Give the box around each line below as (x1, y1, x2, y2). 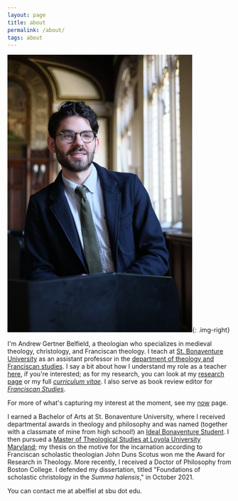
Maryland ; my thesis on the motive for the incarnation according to (7, 443, 203, 451)
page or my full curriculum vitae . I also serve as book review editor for (7, 377, 213, 386)
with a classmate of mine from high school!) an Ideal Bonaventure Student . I (7, 428, 229, 436)
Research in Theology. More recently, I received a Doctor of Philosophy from (7, 458, 232, 466)
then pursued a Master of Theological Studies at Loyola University (7, 435, 201, 444)
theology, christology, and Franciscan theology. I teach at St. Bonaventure (7, 347, 224, 356)
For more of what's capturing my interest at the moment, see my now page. (7, 399, 229, 407)
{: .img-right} (192, 326, 230, 334)
